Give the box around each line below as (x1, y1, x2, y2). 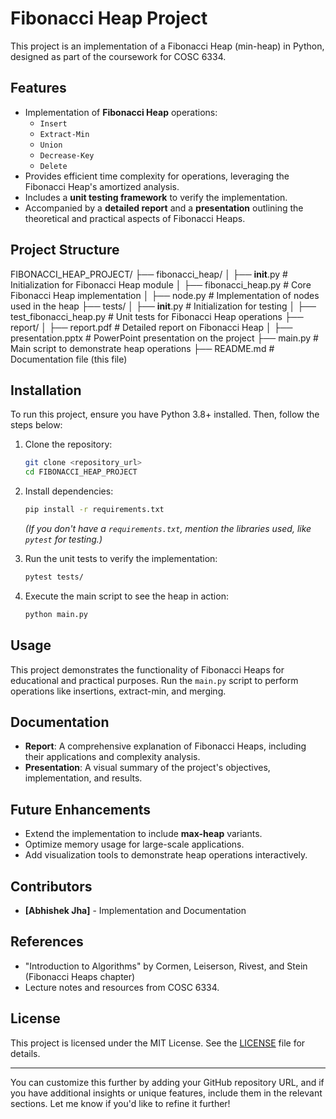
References (10, 933, 84, 951)
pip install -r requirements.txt (24, 505, 165, 515)
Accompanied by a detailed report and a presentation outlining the (24, 202, 304, 214)
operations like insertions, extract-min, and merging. (10, 685, 227, 697)
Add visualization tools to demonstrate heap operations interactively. (24, 849, 308, 861)
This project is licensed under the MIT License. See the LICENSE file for (10, 1037, 306, 1049)
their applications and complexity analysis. (24, 751, 201, 763)
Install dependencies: (24, 485, 114, 497)
